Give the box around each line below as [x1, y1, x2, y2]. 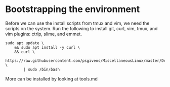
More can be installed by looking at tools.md [5, 75, 98, 81]
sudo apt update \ [5, 40, 44, 46]
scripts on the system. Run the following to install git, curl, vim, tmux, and [5, 25, 158, 31]
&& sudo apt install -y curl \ [14, 45, 80, 50]
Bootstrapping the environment [5, 4, 140, 15]
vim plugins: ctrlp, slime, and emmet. [5, 31, 82, 37]
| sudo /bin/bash [23, 67, 60, 72]
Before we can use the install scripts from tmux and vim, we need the [5, 20, 150, 26]
